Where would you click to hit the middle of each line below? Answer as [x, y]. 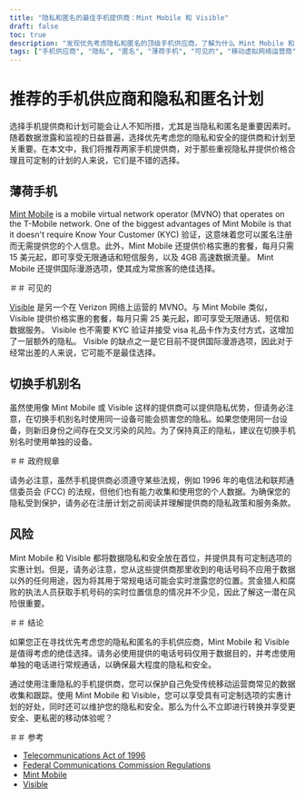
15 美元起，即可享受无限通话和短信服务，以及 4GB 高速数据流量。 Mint [142, 257]
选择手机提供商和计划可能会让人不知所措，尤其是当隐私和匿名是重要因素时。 [152, 126]
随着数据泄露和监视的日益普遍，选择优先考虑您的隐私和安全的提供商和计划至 [152, 138]
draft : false [34, 26]
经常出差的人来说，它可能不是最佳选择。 [85, 352]
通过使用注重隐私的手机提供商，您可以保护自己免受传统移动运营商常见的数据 [152, 684]
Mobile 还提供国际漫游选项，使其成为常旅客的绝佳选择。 [115, 268]
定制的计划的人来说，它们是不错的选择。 [108, 161]
